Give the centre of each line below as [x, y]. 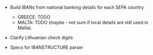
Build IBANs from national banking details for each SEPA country [77, 7]
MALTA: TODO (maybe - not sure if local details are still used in [83, 22]
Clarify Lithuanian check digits [41, 38]
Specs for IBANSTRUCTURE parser [47, 47]
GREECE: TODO [34, 17]
